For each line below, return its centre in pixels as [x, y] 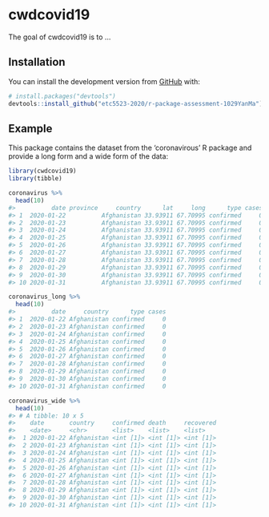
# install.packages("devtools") [62, 96]
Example [30, 129]
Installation [37, 62]
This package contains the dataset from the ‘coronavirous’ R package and [130, 148]
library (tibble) [35, 179]
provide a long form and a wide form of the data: [88, 156]
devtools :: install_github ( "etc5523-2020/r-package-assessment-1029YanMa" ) [136, 103]
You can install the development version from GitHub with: [104, 81]
